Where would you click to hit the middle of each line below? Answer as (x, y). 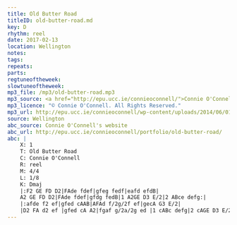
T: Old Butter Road (49, 152)
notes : (17, 54)
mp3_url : (20, 112)
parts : (17, 73)
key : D (17, 27)
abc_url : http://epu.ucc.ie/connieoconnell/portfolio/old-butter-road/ (115, 132)
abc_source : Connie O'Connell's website (68, 125)
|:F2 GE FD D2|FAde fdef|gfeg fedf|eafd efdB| (90, 191)
